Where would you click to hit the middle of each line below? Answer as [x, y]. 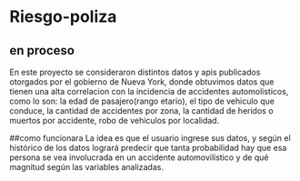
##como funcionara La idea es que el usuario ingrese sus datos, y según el [150, 138]
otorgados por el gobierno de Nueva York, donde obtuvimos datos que [142, 82]
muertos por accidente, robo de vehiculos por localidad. [115, 121]
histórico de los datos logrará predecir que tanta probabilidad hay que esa [148, 148]
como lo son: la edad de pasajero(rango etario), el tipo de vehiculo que [142, 101]
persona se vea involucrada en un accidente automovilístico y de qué [139, 157]
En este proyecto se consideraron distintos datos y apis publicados [135, 72]
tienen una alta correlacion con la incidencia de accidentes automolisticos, [149, 91]
